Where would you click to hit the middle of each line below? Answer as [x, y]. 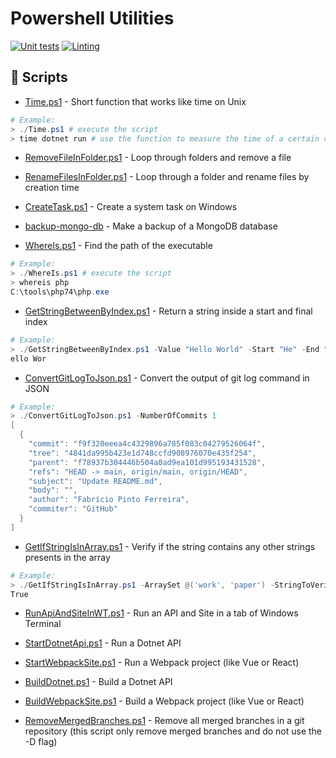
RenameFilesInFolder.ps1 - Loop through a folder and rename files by [167, 177]
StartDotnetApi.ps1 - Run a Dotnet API [103, 643]
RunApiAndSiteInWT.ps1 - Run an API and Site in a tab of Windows [161, 613]
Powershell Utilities [92, 18]
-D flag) [41, 742]
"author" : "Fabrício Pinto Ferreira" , [109, 500]
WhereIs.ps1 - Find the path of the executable [118, 246]
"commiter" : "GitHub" [73, 509]
